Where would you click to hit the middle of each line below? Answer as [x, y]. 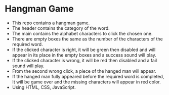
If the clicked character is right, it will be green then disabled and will [84, 50]
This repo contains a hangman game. [51, 23]
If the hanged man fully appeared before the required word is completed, [88, 76]
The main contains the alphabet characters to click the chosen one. [82, 33]
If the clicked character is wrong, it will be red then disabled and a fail [85, 60]
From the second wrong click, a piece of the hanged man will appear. [84, 71]
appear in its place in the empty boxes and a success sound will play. [84, 55]
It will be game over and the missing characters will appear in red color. [86, 82]
